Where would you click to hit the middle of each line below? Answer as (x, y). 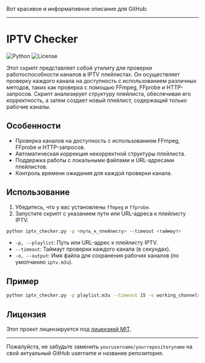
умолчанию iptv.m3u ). (44, 262)
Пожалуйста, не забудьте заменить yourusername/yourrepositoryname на (99, 347)
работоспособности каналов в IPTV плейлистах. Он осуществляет (93, 74)
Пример (23, 281)
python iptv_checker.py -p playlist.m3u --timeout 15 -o (80, 295)
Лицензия (26, 314)
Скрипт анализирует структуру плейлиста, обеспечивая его (112, 93)
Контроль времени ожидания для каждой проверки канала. (94, 173)
